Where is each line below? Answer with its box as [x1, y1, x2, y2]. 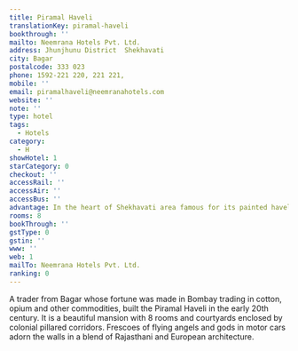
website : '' [9, 95, 53, 105]
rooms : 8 [9, 211, 42, 220]
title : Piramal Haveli [9, 12, 93, 22]
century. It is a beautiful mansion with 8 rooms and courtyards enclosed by [9, 312, 283, 323]
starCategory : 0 [9, 162, 69, 171]
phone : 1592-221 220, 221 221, [9, 71, 125, 80]
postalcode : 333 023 [9, 63, 86, 72]
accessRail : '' [9, 179, 66, 187]
